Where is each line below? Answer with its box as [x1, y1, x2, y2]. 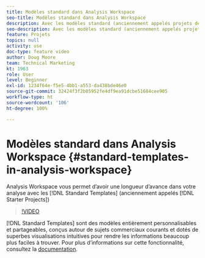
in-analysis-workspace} [6, 163, 132, 177]
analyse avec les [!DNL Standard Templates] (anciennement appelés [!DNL [6, 190, 195, 197]
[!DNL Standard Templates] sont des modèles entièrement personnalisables [6, 220, 197, 227]
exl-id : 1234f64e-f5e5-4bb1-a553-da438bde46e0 [6, 83, 127, 89]
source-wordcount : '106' [6, 99, 70, 106]
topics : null [6, 37, 40, 43]
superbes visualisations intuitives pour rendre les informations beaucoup [6, 232, 189, 240]
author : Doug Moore [6, 54, 56, 60]
